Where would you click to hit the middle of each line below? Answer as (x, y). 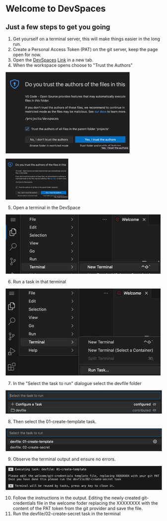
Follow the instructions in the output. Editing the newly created (77, 498)
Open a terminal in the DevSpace (47, 208)
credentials (24, 503)
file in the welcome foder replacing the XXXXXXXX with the (97, 503)
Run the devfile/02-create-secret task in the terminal (67, 514)
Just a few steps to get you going (58, 27)
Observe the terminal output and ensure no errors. (64, 459)
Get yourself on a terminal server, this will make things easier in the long (86, 39)
